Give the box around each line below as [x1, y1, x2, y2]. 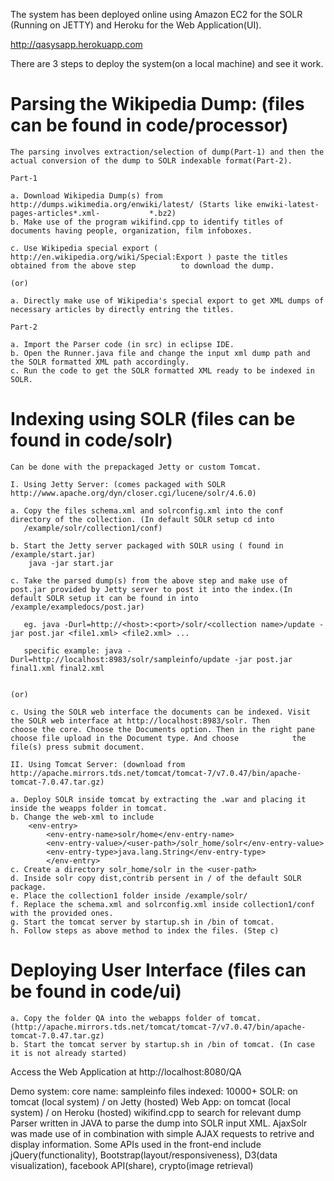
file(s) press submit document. [10, 742, 145, 752]
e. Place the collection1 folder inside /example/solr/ [10, 890, 248, 901]
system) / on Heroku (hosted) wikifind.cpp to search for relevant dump [10, 1106, 302, 1118]
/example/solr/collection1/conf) [23, 523, 163, 533]
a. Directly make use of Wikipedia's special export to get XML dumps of [10, 295, 325, 306]
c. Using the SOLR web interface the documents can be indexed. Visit [10, 707, 311, 717]
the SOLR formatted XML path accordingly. [10, 357, 190, 367]
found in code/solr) [10, 429, 173, 452]
